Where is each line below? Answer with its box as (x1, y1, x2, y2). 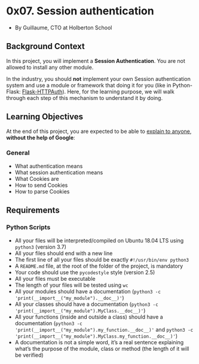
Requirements (6, 205, 60, 216)
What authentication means (14, 162, 83, 169)
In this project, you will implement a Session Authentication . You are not (6, 57, 185, 64)
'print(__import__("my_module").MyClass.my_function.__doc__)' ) (14, 332, 178, 339)
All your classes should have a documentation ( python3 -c (14, 301, 158, 308)
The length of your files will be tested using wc (14, 281, 128, 289)
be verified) (14, 351, 44, 359)
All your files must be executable (14, 275, 96, 282)
